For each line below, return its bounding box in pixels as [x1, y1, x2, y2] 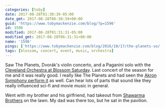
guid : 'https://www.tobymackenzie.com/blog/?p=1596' [5, 21, 116, 26]
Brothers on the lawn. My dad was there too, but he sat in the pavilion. [5, 97, 148, 103]
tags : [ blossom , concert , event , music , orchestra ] [5, 48, 114, 53]
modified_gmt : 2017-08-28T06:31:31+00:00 [5, 35, 92, 40]
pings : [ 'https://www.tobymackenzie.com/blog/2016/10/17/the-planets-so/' [5, 44, 163, 49]
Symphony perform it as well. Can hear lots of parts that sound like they [5, 77, 152, 83]
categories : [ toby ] [5, 7, 45, 12]
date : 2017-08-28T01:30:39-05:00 [5, 12, 74, 17]
